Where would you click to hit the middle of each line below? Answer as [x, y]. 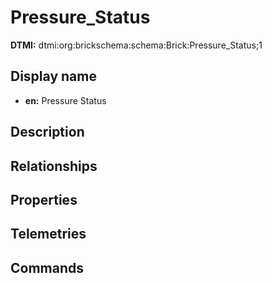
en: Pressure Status [65, 100]
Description [47, 132]
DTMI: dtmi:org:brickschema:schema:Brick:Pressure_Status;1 [136, 45]
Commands [47, 267]
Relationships [54, 166]
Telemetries [48, 234]
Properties [44, 199]
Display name [53, 76]
